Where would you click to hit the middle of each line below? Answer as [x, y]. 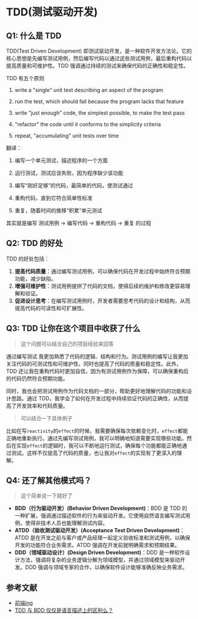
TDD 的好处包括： [28, 259]
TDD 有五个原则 [25, 78]
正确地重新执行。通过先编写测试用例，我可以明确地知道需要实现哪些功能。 [96, 438]
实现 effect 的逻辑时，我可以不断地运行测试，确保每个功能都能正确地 [99, 445]
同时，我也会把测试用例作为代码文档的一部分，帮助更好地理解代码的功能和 [96, 391]
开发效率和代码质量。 [42, 406]
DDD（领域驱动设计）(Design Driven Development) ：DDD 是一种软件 [100, 552]
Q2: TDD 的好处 [34, 243]
